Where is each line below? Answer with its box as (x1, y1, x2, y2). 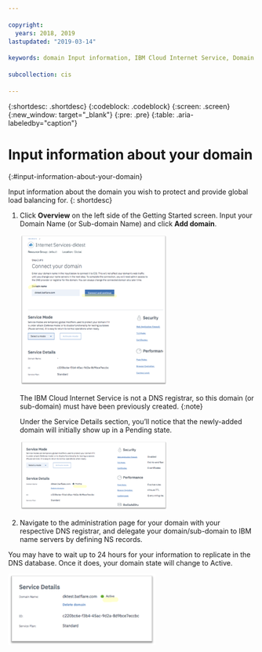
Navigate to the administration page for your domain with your (19, 518, 221, 528)
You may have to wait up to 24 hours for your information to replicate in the (8, 550, 251, 559)
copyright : (8, 20, 44, 29)
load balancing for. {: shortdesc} (8, 195, 112, 204)
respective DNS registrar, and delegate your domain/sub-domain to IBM (19, 526, 252, 536)
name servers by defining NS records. (19, 535, 143, 544)
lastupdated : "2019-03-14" (8, 38, 96, 46)
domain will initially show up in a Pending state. (19, 425, 173, 434)
